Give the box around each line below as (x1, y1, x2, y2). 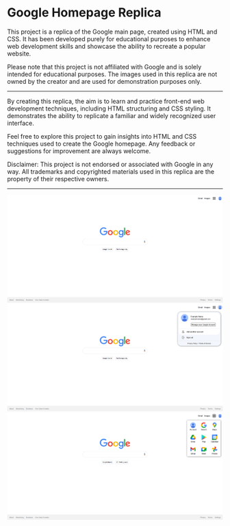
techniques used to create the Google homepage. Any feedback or (7, 139, 196, 148)
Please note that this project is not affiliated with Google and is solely (7, 62, 202, 71)
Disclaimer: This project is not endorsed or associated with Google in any (7, 160, 214, 168)
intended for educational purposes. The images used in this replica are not (7, 70, 218, 78)
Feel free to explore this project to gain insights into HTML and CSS (7, 132, 197, 140)
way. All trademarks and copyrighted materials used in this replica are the (7, 167, 214, 176)
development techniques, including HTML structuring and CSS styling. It (7, 104, 211, 113)
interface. (7, 119, 34, 127)
